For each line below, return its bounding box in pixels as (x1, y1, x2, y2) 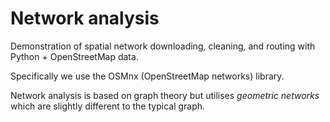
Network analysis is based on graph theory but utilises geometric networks (10, 89, 320, 101)
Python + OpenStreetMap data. (10, 50, 139, 62)
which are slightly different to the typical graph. (10, 100, 206, 112)
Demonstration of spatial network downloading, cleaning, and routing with (10, 40, 316, 52)
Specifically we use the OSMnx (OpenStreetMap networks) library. (10, 70, 285, 82)
